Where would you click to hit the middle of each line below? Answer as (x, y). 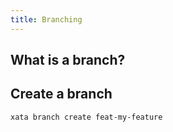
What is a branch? (68, 60)
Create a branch (61, 94)
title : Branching (46, 19)
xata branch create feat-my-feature (86, 117)
